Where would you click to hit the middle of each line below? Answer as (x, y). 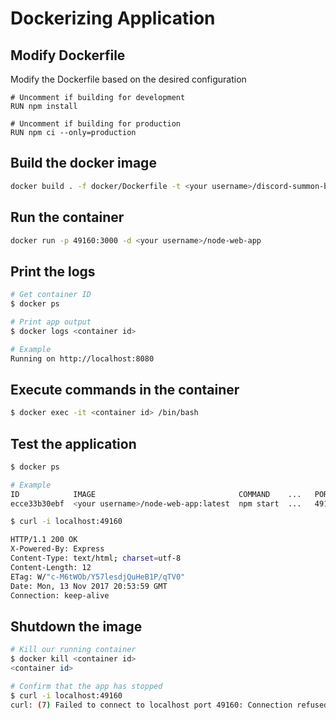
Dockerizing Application (113, 18)
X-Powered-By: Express (57, 549)
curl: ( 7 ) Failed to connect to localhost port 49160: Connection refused (169, 705)
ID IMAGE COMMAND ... (156, 494)
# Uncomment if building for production (96, 124)
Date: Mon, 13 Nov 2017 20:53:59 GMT (89, 586)
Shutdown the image (76, 626)
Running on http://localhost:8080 (82, 358)
